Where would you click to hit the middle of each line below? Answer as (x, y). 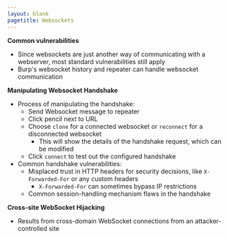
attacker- (208, 221)
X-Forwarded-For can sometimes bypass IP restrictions (118, 186)
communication (40, 76)
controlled (32, 228)
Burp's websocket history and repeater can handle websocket (108, 69)
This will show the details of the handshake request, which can (130, 141)
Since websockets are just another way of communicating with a (112, 54)
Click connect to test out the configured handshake (102, 156)
